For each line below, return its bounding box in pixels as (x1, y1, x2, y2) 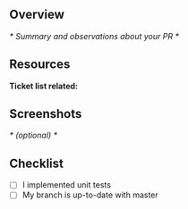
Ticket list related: (9, 80, 79, 91)
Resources (9, 57, 71, 72)
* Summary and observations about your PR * (9, 30, 179, 41)
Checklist (9, 155, 64, 171)
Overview (9, 7, 65, 22)
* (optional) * (9, 130, 58, 141)
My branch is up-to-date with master (21, 189, 158, 200)
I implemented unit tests (21, 180, 112, 190)
